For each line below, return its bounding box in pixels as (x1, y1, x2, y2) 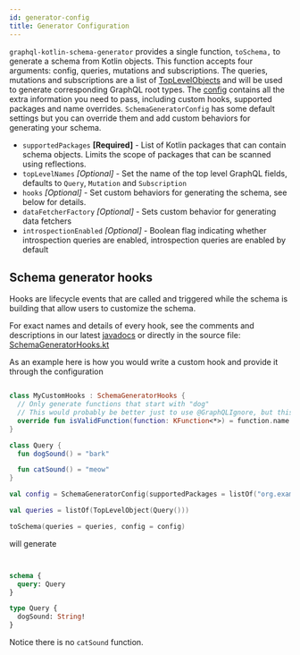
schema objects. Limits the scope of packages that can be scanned (21, 149, 271, 159)
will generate (9, 538, 57, 549)
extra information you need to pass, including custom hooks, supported (9, 93, 272, 104)
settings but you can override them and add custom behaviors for (9, 113, 251, 123)
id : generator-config (9, 13, 90, 22)
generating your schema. (9, 122, 102, 132)
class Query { (9, 440, 62, 450)
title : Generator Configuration (9, 21, 129, 30)
